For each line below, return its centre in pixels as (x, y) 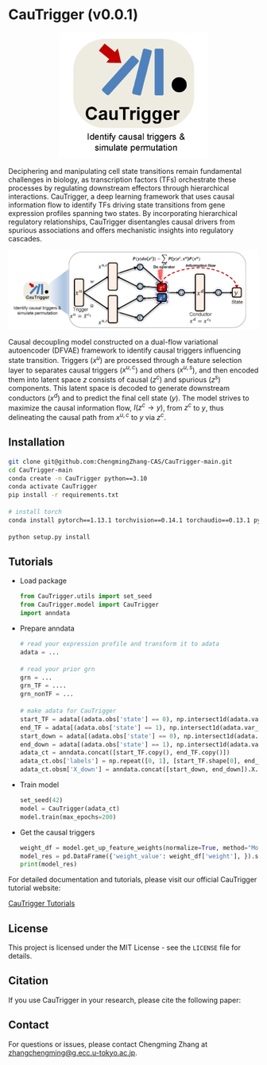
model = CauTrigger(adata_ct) (70, 808)
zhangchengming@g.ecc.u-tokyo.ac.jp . (73, 1052)
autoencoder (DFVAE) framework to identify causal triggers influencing (124, 350)
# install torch (35, 512)
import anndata (45, 613)
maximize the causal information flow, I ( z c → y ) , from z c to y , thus (116, 407)
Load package (43, 581)
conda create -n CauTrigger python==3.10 (78, 478)
